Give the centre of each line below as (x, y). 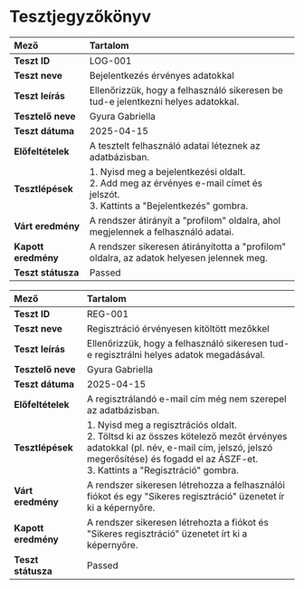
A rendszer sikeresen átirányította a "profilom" (188, 246)
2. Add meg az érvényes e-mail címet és (176, 183)
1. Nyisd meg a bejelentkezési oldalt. (167, 171)
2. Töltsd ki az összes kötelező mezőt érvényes (187, 436)
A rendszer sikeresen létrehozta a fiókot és (178, 522)
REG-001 (108, 314)
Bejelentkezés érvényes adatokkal (162, 75)
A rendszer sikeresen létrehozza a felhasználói (186, 485)
